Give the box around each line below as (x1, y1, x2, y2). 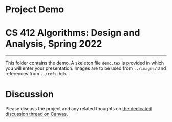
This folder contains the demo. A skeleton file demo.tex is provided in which (5, 60, 164, 66)
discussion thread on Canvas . (5, 111, 68, 117)
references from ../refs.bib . (5, 71, 68, 77)
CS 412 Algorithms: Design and (5, 27, 140, 39)
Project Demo (5, 4, 64, 15)
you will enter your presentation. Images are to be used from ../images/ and (5, 65, 166, 71)
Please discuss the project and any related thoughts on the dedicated (5, 106, 152, 112)
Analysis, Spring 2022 (5, 38, 102, 50)
